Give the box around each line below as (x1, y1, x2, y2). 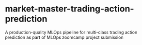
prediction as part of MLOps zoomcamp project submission (5, 34, 124, 40)
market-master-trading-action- (5, 3, 134, 14)
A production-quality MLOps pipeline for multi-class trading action (5, 29, 138, 35)
